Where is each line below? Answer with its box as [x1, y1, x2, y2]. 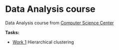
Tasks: [5, 29, 19, 35]
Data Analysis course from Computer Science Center [5, 20, 114, 26]
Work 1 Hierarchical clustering [12, 39, 74, 45]
